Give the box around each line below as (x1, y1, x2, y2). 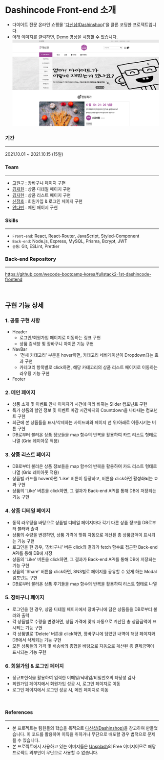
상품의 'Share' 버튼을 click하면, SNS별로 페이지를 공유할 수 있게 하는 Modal (12, 568, 157, 574)
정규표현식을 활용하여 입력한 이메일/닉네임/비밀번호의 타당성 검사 (12, 675, 136, 681)
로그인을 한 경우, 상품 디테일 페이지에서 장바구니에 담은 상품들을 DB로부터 (12, 606, 152, 612)
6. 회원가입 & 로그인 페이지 (5, 662, 64, 669)
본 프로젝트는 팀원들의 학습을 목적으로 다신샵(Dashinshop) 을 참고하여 (12, 725, 145, 731)
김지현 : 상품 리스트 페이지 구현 (12, 192, 71, 198)
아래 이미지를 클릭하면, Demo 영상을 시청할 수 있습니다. (12, 34, 118, 40)
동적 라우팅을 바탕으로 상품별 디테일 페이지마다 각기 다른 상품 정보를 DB (12, 519, 148, 525)
